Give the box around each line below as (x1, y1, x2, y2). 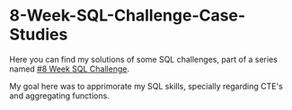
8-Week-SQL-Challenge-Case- (9, 5, 246, 26)
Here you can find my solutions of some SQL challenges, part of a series (9, 54, 279, 64)
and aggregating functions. (9, 90, 110, 101)
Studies (9, 24, 68, 45)
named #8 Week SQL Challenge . (9, 63, 130, 74)
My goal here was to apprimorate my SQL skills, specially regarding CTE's (9, 80, 283, 91)
